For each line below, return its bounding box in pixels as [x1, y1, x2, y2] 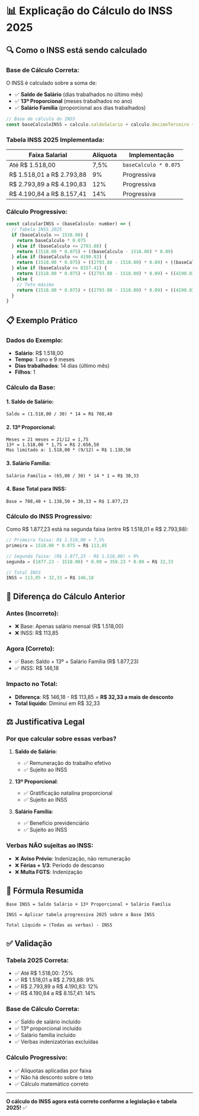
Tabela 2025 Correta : [6, 956, 69, 964]
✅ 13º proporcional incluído [14, 1025, 82, 1032]
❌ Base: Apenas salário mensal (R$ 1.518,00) [14, 623, 124, 630]
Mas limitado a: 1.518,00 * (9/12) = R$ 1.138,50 [6, 447, 131, 453]
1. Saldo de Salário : [6, 398, 54, 405]
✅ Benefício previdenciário [23, 820, 89, 827]
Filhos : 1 [14, 368, 36, 376]
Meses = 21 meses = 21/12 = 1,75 [6, 436, 89, 443]
